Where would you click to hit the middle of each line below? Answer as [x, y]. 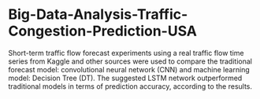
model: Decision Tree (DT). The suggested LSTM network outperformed [125, 78]
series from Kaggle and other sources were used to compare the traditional [130, 61]
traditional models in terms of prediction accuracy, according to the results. [130, 86]
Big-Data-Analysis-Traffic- [98, 15]
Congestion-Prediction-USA [103, 31]
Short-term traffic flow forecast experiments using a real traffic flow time [126, 53]
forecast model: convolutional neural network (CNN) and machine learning [129, 69]
